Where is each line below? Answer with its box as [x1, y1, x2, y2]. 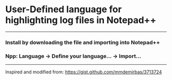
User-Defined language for [5, 4, 122, 15]
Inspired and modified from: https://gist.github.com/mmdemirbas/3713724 [5, 69, 162, 75]
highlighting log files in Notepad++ [5, 14, 157, 26]
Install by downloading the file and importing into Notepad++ [5, 39, 160, 46]
